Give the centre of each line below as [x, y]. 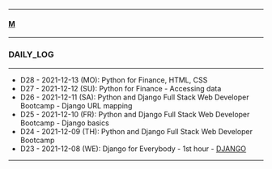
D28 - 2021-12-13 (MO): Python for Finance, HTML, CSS [114, 80]
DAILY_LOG [31, 55]
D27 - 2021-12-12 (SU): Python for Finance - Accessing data [121, 88]
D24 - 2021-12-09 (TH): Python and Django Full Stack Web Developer [136, 131]
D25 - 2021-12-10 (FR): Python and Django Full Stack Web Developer [135, 114]
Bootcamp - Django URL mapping [76, 105]
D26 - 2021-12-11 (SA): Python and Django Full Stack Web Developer [134, 97]
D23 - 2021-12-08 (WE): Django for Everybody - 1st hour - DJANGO [133, 148]
